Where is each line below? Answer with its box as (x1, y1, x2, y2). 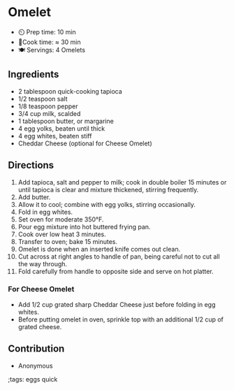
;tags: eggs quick (8, 375, 58, 383)
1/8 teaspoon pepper (17, 102, 79, 110)
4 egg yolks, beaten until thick (17, 124, 105, 133)
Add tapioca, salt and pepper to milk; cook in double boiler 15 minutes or (17, 178, 227, 186)
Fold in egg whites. (17, 208, 73, 216)
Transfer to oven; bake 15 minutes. (17, 237, 118, 245)
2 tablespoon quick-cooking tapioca (17, 87, 123, 95)
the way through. (17, 259, 68, 268)
